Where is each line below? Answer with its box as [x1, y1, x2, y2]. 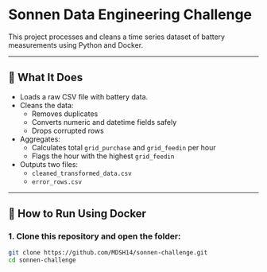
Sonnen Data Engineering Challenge [8, 6, 253, 24]
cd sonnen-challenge [8, 256, 77, 264]
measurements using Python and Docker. [8, 40, 144, 49]
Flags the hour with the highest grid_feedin [31, 151, 175, 161]
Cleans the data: [19, 100, 74, 110]
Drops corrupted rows [31, 126, 105, 135]
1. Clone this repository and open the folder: [8, 231, 181, 242]
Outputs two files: [19, 159, 78, 169]
